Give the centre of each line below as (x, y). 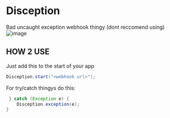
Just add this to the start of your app (50, 66)
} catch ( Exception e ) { (39, 99)
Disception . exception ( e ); (48, 104)
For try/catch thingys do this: (41, 88)
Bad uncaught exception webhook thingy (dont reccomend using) (86, 27)
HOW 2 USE (28, 52)
